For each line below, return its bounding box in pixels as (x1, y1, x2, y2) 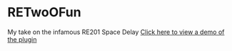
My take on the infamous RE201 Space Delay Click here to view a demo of (7, 28, 225, 36)
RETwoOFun (7, 4, 81, 21)
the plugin (7, 35, 37, 43)
